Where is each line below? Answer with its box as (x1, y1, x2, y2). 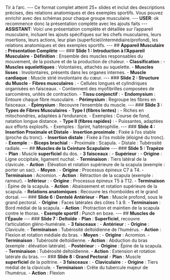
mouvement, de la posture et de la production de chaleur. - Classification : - (5, 59, 165, 64)
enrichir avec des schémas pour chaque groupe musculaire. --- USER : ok (5, 15, 159, 21)
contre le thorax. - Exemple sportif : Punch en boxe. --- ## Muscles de (5, 210, 155, 216)
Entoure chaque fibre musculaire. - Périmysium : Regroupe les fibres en (5, 96, 156, 103)
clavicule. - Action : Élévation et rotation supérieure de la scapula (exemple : (5, 162, 165, 167)
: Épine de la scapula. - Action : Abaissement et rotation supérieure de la (5, 183, 157, 189)
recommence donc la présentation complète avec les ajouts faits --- (5, 20, 148, 27)
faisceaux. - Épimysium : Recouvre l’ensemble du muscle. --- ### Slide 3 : (5, 102, 162, 108)
